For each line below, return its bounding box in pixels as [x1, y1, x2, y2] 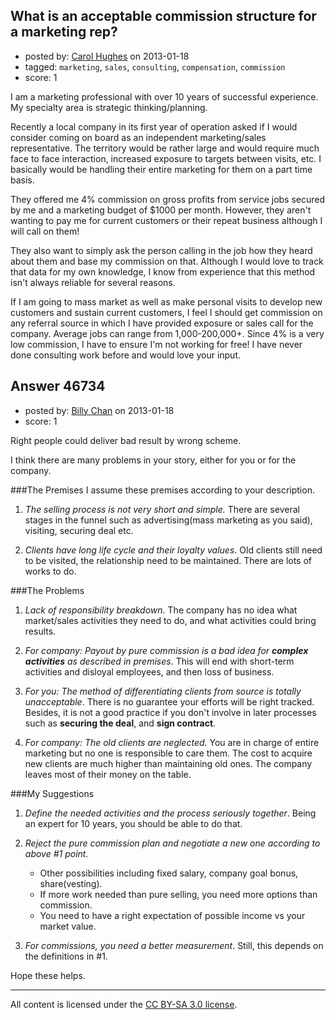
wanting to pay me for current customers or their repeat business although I [10, 214, 323, 226]
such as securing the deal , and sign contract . [24, 717, 217, 729]
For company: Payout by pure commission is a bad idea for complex [24, 644, 309, 656]
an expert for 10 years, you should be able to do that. [24, 817, 243, 829]
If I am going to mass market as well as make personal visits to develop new [10, 295, 323, 308]
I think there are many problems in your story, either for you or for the [10, 454, 297, 466]
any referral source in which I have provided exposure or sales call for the [10, 317, 314, 329]
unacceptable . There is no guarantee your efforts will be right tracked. [24, 695, 315, 708]
